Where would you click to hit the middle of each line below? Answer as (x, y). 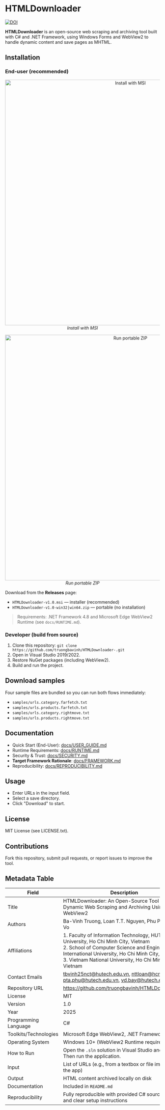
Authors (17, 924)
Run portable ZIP (82, 583)
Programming (23, 1020)
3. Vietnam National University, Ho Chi (107, 960)
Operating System (28, 1042)
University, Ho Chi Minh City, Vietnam (107, 941)
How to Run (21, 1053)
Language (19, 1026)
